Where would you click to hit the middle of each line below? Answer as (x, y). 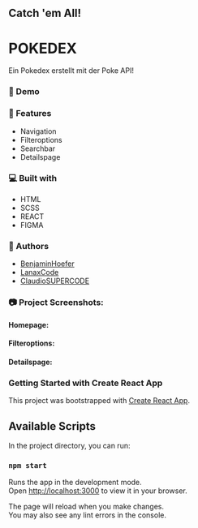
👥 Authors (29, 246)
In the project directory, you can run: (69, 445)
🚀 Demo (24, 92)
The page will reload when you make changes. (86, 507)
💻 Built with (33, 178)
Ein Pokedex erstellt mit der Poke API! (71, 71)
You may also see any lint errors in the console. (87, 515)
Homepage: (29, 324)
